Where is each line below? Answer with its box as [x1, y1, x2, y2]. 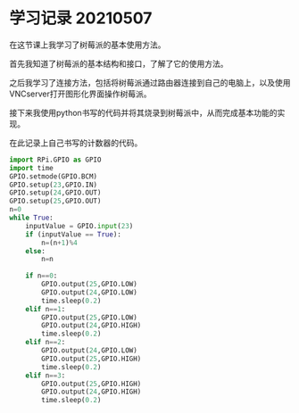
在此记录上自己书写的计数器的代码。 [9, 137, 143, 148]
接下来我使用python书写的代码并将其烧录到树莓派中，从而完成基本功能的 [9, 107, 278, 118]
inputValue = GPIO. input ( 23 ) [25, 221, 134, 230]
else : [25, 246, 46, 255]
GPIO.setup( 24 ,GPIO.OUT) [9, 188, 102, 197]
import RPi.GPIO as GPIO [9, 155, 102, 164]
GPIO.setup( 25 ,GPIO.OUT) [9, 197, 102, 206]
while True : [9, 213, 54, 223]
